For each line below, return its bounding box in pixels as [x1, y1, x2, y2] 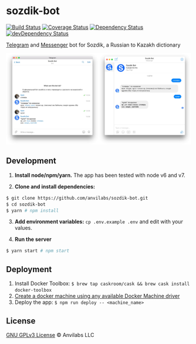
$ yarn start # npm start [6, 248, 69, 254]
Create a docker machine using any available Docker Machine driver [14, 293, 180, 300]
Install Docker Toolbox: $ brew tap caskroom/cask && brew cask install [14, 280, 190, 287]
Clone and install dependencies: [14, 183, 96, 190]
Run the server [14, 236, 52, 243]
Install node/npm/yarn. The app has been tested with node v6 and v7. [14, 171, 185, 178]
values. [14, 224, 32, 231]
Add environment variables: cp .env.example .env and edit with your [14, 218, 183, 225]
